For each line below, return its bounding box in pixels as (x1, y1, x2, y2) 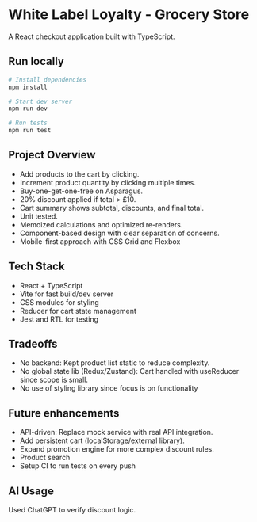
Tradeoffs (8, 337, 58, 351)
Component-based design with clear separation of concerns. (19, 228, 220, 238)
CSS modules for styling (19, 297, 99, 307)
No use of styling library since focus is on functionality (19, 383, 198, 393)
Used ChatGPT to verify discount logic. (8, 505, 136, 515)
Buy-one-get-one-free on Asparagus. (19, 186, 144, 196)
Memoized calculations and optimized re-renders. (19, 219, 183, 229)
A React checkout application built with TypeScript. (8, 32, 176, 41)
